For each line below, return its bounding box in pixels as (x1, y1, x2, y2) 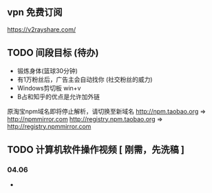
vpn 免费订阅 (7, 6, 63, 19)
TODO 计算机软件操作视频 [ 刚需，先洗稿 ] (7, 144, 184, 156)
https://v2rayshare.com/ (7, 25, 76, 33)
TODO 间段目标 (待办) (7, 47, 99, 59)
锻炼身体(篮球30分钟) (17, 66, 78, 74)
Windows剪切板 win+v (17, 83, 81, 92)
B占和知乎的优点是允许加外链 (17, 92, 100, 101)
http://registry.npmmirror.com (7, 122, 92, 130)
